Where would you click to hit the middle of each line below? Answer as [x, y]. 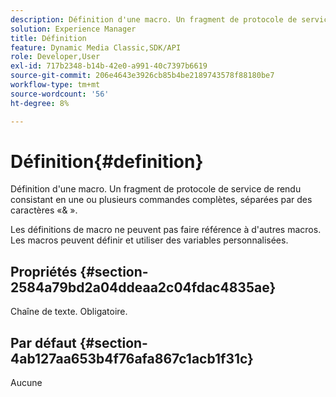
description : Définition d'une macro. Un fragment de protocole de [154, 19]
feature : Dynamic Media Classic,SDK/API [96, 47]
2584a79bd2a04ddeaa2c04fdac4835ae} [143, 287]
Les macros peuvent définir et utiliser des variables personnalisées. [149, 240]
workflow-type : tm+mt [55, 85]
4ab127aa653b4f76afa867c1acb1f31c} [132, 358]
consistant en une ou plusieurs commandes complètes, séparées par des [161, 200]
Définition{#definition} [107, 161]
